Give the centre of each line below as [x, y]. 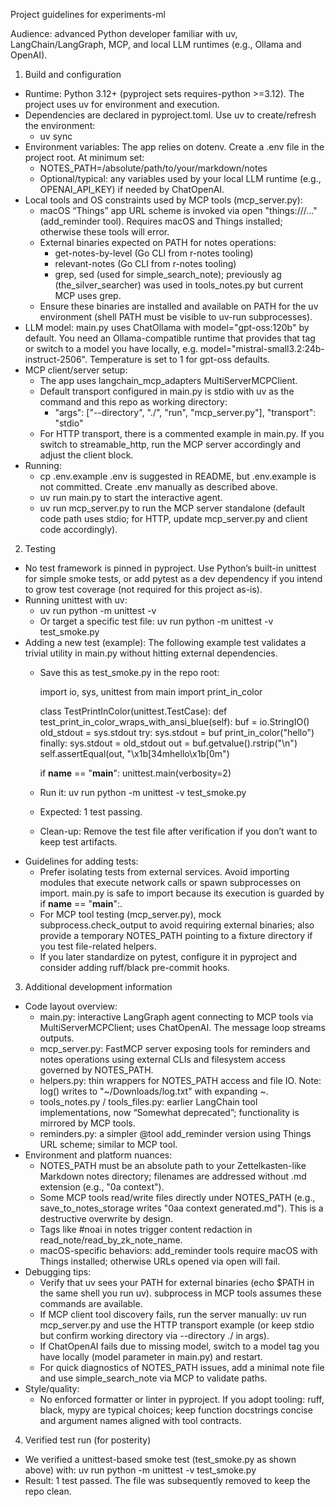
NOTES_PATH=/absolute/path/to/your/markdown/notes [153, 168]
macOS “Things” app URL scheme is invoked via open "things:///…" [178, 210]
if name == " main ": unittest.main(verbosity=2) [135, 773]
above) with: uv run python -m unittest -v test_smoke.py [140, 1470]
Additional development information [98, 987]
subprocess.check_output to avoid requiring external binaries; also [177, 925]
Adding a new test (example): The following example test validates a [165, 642]
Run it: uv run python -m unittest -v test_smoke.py [143, 792]
